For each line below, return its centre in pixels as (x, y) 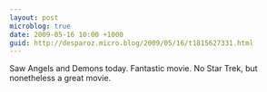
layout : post (34, 18)
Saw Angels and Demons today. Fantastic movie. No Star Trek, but (133, 69)
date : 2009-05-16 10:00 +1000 (67, 34)
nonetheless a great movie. (60, 78)
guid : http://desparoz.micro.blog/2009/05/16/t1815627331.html (132, 43)
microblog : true (40, 26)
